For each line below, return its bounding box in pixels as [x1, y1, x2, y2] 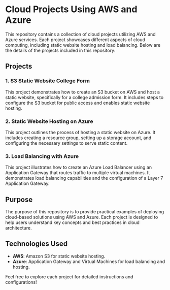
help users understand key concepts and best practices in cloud [5, 219, 140, 225]
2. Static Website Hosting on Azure [5, 118, 93, 125]
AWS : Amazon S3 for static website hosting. [12, 253, 106, 259]
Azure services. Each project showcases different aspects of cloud [5, 37, 146, 43]
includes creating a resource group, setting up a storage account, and [5, 135, 151, 141]
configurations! [5, 279, 37, 285]
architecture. [5, 225, 32, 231]
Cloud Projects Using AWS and [5, 4, 138, 15]
